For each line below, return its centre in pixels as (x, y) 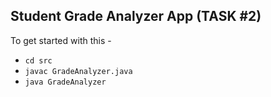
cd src (38, 60)
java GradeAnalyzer (65, 82)
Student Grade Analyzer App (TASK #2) (136, 16)
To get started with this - (61, 40)
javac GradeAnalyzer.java (78, 71)
